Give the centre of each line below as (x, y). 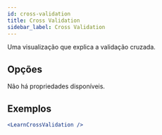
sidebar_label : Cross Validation (56, 27)
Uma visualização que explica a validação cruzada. (82, 47)
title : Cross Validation (44, 20)
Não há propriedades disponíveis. (56, 86)
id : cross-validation (39, 14)
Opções (25, 69)
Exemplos (29, 108)
